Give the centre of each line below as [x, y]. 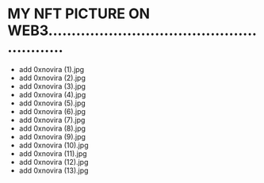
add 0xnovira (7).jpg [52, 120]
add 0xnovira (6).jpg [52, 111]
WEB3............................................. [132, 30]
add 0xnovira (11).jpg [53, 153]
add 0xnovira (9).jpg [52, 136]
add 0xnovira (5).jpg [52, 103]
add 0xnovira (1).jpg [52, 69]
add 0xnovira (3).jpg [52, 86]
